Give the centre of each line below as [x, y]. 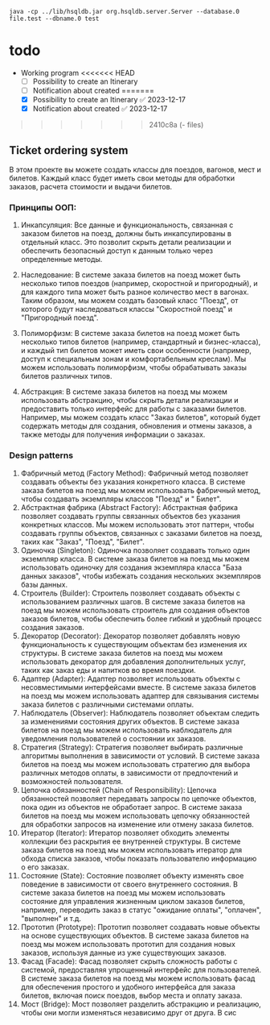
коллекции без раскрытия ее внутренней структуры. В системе [131, 841]
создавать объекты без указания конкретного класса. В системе [133, 481]
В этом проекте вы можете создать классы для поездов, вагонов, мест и [135, 170]
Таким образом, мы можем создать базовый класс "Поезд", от [129, 301]
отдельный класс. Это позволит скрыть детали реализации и [126, 243]
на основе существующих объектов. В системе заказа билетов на [135, 936]
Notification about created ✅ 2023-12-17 [100, 109]
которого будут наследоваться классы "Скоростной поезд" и [127, 309]
